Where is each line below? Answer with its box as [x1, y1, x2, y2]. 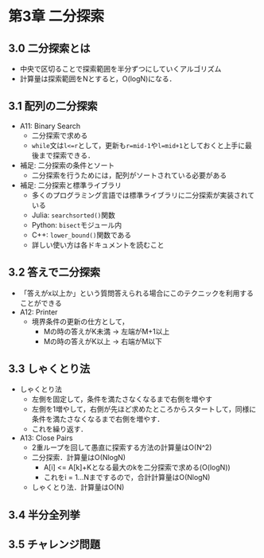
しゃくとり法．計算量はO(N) [31, 482, 125, 492]
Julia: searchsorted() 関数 [31, 210, 115, 220]
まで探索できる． [38, 150, 95, 160]
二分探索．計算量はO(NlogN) [31, 453, 126, 462]
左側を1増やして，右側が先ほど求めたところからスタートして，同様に [31, 404, 257, 414]
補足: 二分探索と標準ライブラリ [19, 180, 122, 189]
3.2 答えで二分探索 [8, 266, 101, 279]
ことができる [19, 298, 62, 307]
